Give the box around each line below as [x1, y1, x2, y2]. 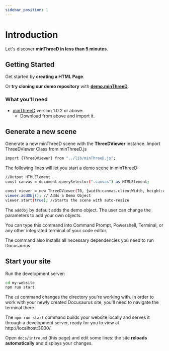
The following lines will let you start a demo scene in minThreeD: [5, 165, 139, 171]
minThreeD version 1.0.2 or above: [12, 107, 84, 113]
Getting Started [5, 60, 55, 68]
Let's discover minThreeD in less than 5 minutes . [5, 46, 108, 52]
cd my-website [5, 280, 35, 285]
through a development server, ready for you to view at [5, 320, 120, 326]
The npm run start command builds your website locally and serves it [5, 314, 150, 320]
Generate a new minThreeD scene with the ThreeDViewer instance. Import [5, 141, 161, 147]
